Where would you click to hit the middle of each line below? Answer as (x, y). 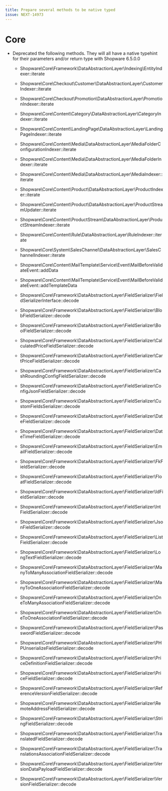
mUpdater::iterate (38, 210)
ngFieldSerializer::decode (46, 724)
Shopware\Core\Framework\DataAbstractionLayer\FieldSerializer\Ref (91, 688)
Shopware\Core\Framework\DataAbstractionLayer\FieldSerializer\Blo (91, 310)
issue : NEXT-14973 (24, 15)
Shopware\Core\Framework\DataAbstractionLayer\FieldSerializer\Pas (92, 628)
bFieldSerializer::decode (45, 316)
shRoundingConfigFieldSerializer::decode (63, 376)
